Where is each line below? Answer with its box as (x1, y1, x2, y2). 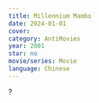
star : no (8, 49, 38, 58)
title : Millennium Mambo (8, 11, 92, 20)
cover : (8, 27, 31, 35)
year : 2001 (8, 42, 45, 50)
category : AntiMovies (8, 34, 81, 43)
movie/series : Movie (8, 58, 78, 66)
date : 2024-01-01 (8, 19, 67, 28)
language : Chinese (8, 65, 70, 73)
